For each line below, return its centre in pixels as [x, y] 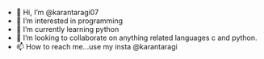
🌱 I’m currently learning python [67, 29]
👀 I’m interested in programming [69, 21]
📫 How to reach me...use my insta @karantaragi [96, 47]
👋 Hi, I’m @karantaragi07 [57, 12]
